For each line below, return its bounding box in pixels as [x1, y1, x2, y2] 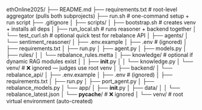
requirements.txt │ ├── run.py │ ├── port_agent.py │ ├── [6, 78, 155, 85]
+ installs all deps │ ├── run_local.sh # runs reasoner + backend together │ [6, 25, 197, 32]
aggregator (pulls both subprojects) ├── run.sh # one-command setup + [6, 12, 190, 20]
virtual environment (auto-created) [6, 98, 93, 105]
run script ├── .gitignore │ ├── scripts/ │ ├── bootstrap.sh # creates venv [6, 19, 197, 26]
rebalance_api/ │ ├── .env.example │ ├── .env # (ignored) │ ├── [6, 71, 173, 78]
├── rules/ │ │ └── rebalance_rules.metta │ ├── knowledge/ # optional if [6, 51, 193, 58]
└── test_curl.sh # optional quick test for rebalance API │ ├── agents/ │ [6, 32, 189, 39]
